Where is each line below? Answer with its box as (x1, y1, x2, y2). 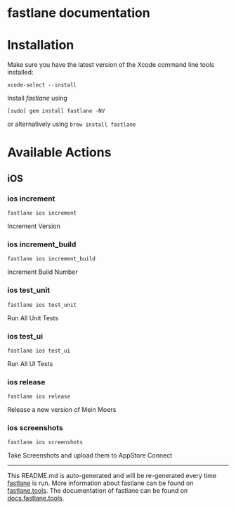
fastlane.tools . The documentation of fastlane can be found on (7, 486, 188, 495)
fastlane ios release (7, 393, 71, 401)
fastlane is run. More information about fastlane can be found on (7, 479, 194, 487)
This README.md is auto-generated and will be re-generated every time (7, 472, 216, 480)
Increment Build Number (7, 268, 79, 276)
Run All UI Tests (7, 359, 53, 367)
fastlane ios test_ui (7, 347, 71, 354)
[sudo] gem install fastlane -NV (7, 108, 105, 115)
